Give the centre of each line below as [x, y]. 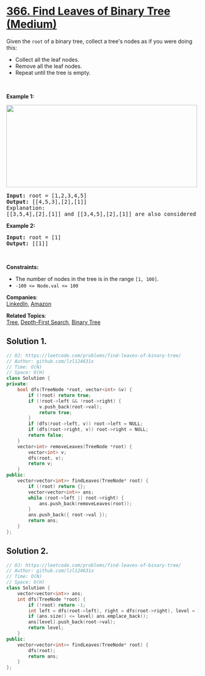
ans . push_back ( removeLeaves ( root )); [85, 503]
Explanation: [26, 208]
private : [17, 384]
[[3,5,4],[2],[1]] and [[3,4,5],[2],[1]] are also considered [101, 214]
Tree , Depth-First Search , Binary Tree [53, 322]
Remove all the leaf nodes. [49, 66]
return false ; [46, 435]
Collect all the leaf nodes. [47, 59]
